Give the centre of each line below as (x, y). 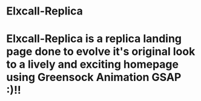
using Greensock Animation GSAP (94, 77)
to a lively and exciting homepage (92, 64)
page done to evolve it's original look (101, 52)
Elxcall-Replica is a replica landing (94, 39)
